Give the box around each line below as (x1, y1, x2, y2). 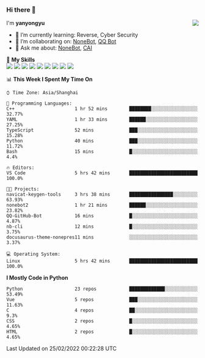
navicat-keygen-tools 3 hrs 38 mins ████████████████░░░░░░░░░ (6, 192, 198, 198)
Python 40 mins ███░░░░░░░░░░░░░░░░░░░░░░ (6, 138, 198, 144)
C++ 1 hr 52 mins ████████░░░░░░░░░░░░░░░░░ (6, 106, 198, 112)
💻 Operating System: (6, 251, 61, 258)
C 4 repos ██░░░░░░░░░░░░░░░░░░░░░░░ (6, 307, 198, 314)
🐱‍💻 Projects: (6, 186, 40, 192)
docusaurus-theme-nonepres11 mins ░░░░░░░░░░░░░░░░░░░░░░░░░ (6, 234, 198, 241)
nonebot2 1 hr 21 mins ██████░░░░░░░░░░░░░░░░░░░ (6, 202, 198, 209)
